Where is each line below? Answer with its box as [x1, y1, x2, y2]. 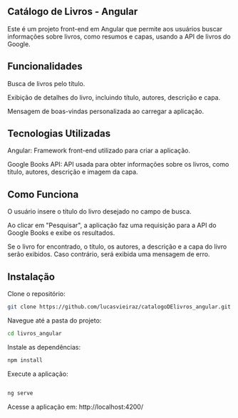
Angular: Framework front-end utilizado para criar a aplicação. [7, 146, 191, 155]
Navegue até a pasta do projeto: [7, 316, 102, 325]
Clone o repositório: [7, 290, 66, 298]
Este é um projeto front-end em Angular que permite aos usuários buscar [7, 24, 223, 33]
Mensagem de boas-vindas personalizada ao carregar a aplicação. [7, 107, 205, 115]
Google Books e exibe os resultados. [7, 229, 115, 237]
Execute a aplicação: [7, 370, 69, 378]
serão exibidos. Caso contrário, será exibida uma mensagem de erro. [7, 250, 210, 258]
